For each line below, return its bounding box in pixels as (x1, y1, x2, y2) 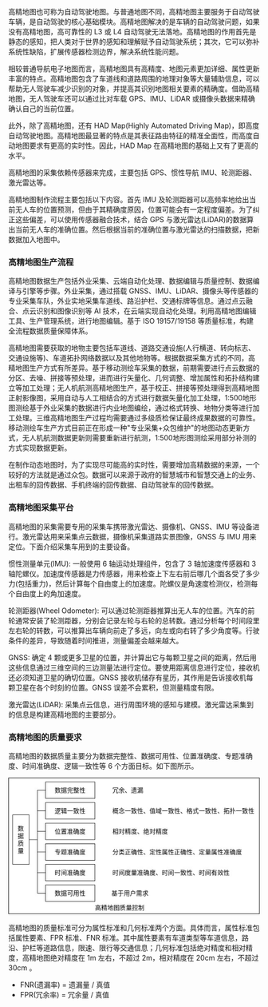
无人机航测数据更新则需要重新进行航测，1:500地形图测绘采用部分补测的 (22, 433, 257, 443)
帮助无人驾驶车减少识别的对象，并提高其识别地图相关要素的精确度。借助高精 (8, 84, 260, 94)
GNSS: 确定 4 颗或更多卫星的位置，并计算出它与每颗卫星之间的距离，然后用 (8, 652, 257, 662)
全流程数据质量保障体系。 (8, 326, 93, 336)
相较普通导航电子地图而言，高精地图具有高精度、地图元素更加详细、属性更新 (8, 64, 260, 74)
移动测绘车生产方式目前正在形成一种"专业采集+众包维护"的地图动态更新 (8, 423, 243, 433)
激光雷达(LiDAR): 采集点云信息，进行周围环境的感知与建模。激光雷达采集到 (8, 699, 254, 709)
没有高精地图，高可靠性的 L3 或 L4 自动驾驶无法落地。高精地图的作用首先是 (8, 27, 257, 36)
